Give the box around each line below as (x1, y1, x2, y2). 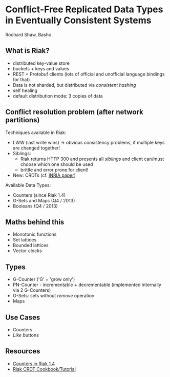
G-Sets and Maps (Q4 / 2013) (12, 197, 75, 203)
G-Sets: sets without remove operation (12, 293, 95, 299)
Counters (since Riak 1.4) (12, 192, 66, 198)
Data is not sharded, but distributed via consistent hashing (12, 82, 137, 88)
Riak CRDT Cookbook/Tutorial (12, 366, 76, 372)
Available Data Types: (5, 182, 51, 188)
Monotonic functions (12, 231, 57, 237)
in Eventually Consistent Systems (5, 14, 152, 26)
